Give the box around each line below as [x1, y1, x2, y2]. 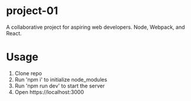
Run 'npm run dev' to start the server [14, 82, 105, 89]
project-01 [6, 4, 59, 18]
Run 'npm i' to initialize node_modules [14, 76, 108, 83]
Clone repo [14, 69, 43, 77]
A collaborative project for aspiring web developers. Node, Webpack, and [6, 23, 185, 31]
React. [6, 29, 22, 36]
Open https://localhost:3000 [14, 88, 84, 95]
